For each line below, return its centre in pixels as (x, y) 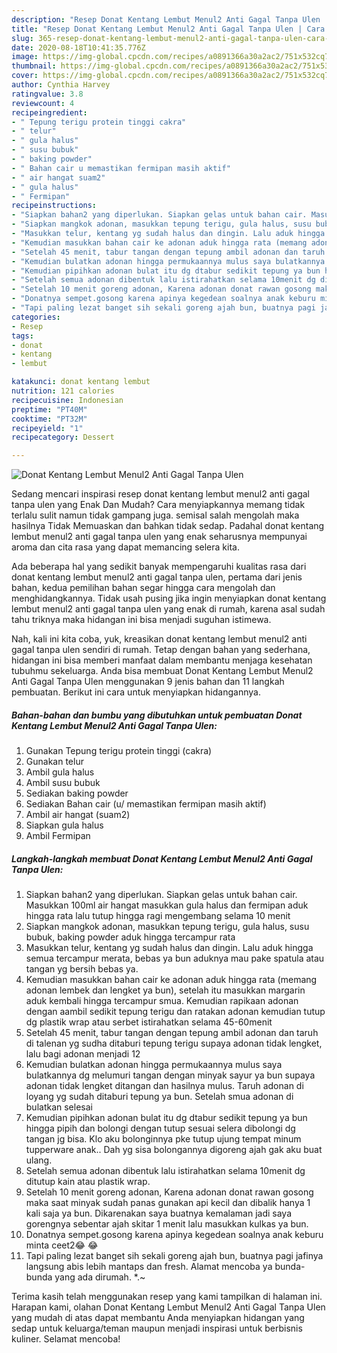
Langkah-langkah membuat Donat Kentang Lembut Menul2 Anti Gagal (162, 858)
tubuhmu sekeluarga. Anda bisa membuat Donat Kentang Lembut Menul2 (162, 671)
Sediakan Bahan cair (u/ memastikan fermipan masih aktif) (146, 804)
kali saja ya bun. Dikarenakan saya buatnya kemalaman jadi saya (159, 1213)
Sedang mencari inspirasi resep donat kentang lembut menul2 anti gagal (161, 494)
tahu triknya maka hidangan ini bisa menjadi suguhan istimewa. (141, 620)
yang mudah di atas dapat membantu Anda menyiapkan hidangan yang (158, 1318)
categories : (36, 317)
